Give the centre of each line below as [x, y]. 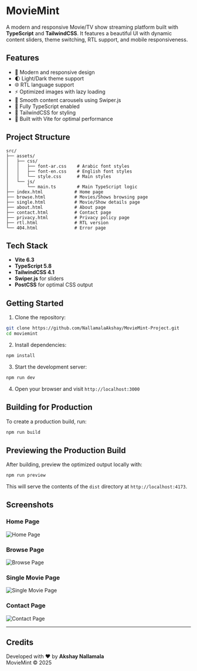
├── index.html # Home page [55, 192]
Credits [20, 643]
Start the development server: [51, 367]
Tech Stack [27, 246]
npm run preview [26, 476]
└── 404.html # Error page [56, 228]
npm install [21, 355]
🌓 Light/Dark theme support [49, 78]
